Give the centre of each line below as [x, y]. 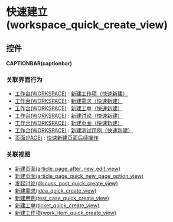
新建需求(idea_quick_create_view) [56, 190]
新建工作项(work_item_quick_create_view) [66, 213]
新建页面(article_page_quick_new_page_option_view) [79, 176]
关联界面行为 [25, 80]
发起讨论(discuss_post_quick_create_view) [66, 183]
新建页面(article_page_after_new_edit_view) [68, 168]
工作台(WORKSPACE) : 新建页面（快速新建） [68, 123]
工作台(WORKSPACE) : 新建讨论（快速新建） [68, 116]
